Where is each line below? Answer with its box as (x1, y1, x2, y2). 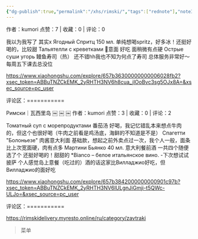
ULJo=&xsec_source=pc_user (6, 190, 80, 198)
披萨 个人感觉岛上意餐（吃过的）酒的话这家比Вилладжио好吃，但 (6, 159, 166, 166)
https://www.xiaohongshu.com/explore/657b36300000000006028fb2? (6, 72, 181, 79)
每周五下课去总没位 (6, 60, 53, 67)
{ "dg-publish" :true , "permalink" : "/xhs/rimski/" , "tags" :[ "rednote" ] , (6, 8, 178, 15)
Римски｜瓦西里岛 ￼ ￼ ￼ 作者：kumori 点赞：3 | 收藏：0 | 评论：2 (6, 109, 172, 116)
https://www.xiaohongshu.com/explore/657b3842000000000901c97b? (6, 178, 181, 185)
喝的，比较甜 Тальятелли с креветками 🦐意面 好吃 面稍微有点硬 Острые (6, 45, 184, 53)
